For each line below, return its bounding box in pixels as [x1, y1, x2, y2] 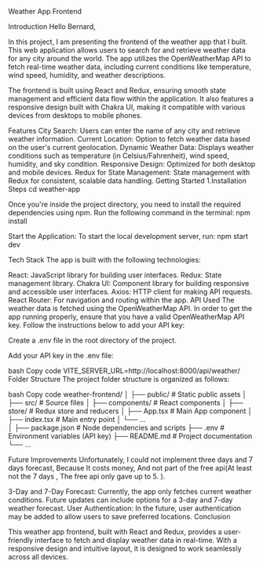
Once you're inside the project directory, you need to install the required [8, 200, 242, 209]
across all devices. [8, 552, 68, 561]
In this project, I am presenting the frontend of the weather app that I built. [8, 37, 248, 46]
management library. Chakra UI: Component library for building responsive [8, 279, 250, 288]
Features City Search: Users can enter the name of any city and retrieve [8, 126, 241, 135]
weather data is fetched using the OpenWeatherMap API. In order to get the [8, 304, 253, 313]
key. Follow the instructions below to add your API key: [8, 321, 185, 329]
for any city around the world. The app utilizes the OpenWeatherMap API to [8, 54, 251, 63]
